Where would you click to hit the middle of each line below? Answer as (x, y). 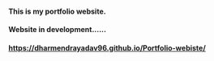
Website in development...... (58, 30)
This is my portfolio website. (58, 11)
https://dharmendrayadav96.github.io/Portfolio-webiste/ (107, 47)
